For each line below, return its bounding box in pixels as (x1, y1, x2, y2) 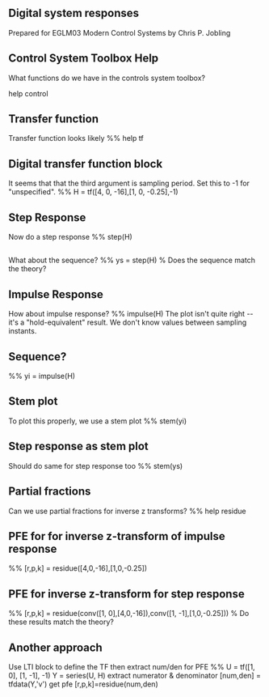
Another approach (8, 640, 103, 654)
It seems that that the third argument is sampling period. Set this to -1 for (8, 178, 250, 189)
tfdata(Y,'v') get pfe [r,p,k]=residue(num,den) (8, 679, 159, 689)
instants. (8, 326, 37, 336)
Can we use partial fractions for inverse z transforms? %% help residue (8, 506, 246, 516)
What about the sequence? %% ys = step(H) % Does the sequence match (8, 255, 256, 266)
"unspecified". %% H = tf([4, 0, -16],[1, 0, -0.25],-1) (8, 187, 179, 197)
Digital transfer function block (8, 157, 163, 171)
